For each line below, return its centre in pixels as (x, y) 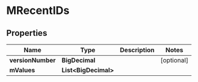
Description (137, 50)
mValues (22, 70)
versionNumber (33, 60)
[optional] (175, 60)
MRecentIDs (38, 11)
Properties (27, 33)
